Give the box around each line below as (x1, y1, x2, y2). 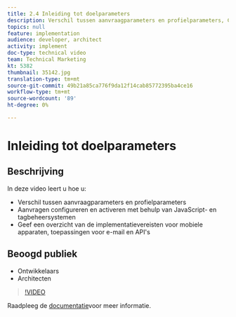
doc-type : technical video (7, 50, 86, 57)
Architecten (17, 274, 51, 283)
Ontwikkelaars (17, 267, 60, 275)
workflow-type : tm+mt (7, 88, 71, 95)
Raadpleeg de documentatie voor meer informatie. (7, 301, 152, 309)
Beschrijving (7, 166, 65, 177)
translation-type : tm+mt (7, 75, 80, 83)
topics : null (7, 23, 46, 30)
